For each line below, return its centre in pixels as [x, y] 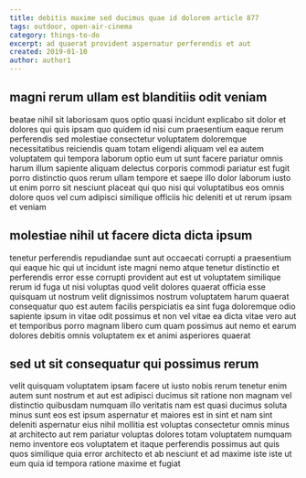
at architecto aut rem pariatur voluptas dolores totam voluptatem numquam [151, 434]
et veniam [28, 207]
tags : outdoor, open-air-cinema [71, 27]
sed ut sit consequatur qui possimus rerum [134, 364]
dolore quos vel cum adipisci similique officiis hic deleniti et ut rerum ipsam [151, 197]
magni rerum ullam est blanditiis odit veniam [138, 97]
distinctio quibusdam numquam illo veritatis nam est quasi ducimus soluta [148, 405]
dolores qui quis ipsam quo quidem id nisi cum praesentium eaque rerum [147, 129]
